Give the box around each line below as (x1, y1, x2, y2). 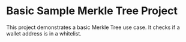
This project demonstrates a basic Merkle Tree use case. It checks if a (6, 24, 180, 31)
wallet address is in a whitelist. (6, 30, 82, 37)
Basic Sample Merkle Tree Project (6, 4, 178, 18)
